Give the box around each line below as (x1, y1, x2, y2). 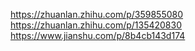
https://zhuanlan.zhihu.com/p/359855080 (10, 9, 184, 20)
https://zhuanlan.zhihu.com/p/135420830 (10, 19, 183, 31)
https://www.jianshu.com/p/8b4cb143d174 (10, 30, 186, 41)
